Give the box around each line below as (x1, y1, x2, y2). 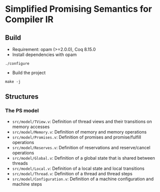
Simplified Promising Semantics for (5, 3, 152, 15)
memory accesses (12, 124, 50, 130)
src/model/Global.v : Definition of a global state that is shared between (12, 155, 156, 161)
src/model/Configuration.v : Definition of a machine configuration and (12, 176, 154, 182)
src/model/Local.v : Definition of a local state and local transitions (12, 165, 145, 171)
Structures (5, 92, 39, 101)
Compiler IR (5, 14, 54, 25)
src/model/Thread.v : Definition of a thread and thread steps (12, 170, 133, 176)
